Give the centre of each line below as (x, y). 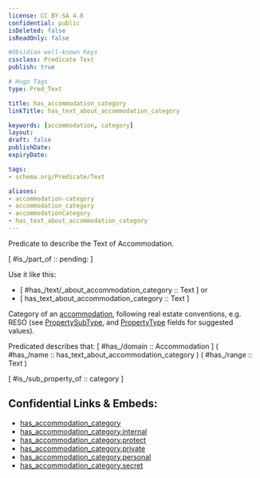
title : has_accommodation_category (67, 103)
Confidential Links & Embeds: (83, 404)
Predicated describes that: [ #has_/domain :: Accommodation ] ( (114, 346)
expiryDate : (28, 155)
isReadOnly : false (39, 38)
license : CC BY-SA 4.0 (46, 16)
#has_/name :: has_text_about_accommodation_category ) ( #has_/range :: (130, 354)
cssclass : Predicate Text (51, 60)
